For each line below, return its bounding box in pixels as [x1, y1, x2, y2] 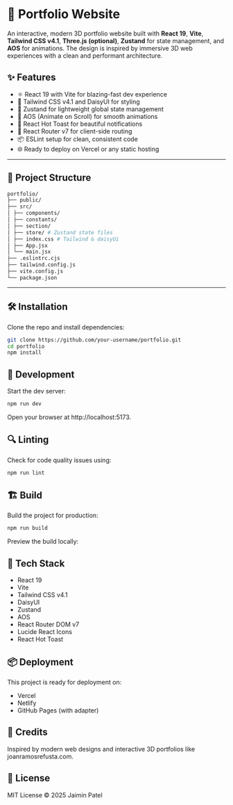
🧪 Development [7, 368, 75, 380]
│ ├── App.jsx [7, 242, 49, 249]
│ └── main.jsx [7, 248, 51, 256]
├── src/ [7, 203, 33, 211]
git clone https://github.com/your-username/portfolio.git [7, 336, 182, 343]
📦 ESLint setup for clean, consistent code [17, 135, 139, 143]
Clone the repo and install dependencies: [7, 323, 125, 331]
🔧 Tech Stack [7, 558, 65, 569]
